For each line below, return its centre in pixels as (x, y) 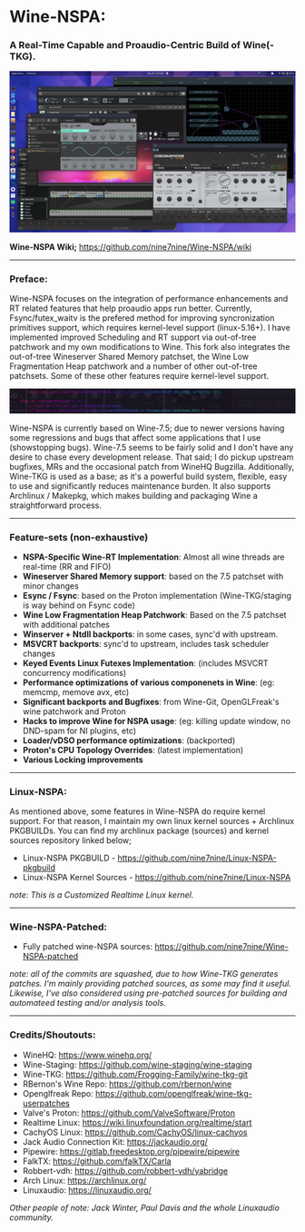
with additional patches (66, 624)
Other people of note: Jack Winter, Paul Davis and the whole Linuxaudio (144, 1207)
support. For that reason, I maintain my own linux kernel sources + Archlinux (152, 821)
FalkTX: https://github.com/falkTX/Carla (97, 1161)
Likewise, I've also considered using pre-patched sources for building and (148, 993)
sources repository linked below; (70, 840)
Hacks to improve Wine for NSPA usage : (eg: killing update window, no (157, 720)
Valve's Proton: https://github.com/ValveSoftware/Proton (129, 1113)
